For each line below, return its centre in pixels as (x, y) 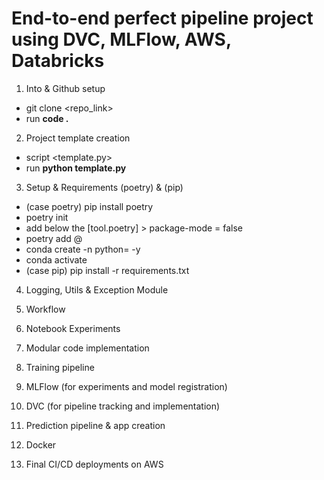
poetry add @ (54, 238)
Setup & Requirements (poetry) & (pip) (104, 187)
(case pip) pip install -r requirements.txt (107, 270)
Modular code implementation (87, 348)
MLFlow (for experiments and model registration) (126, 386)
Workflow (45, 309)
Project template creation (78, 138)
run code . (47, 118)
